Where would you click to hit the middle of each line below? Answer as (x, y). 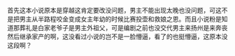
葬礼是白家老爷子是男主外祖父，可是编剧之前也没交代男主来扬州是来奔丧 (123, 28)
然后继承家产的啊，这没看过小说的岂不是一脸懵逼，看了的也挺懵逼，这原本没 (117, 36)
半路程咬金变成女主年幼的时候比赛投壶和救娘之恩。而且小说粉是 (129, 19)
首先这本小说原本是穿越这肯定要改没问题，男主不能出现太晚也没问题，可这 (114, 10)
